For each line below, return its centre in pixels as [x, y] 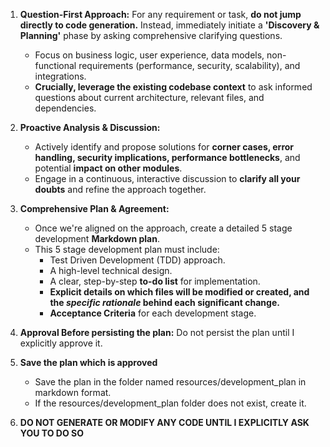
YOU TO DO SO [51, 433]
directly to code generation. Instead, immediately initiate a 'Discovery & [169, 25]
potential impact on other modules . [108, 168]
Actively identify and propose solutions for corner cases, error [164, 147]
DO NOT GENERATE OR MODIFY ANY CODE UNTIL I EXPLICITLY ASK [164, 422]
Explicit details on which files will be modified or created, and [179, 292]
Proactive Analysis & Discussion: [90, 127]
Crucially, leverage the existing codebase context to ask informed [173, 87]
